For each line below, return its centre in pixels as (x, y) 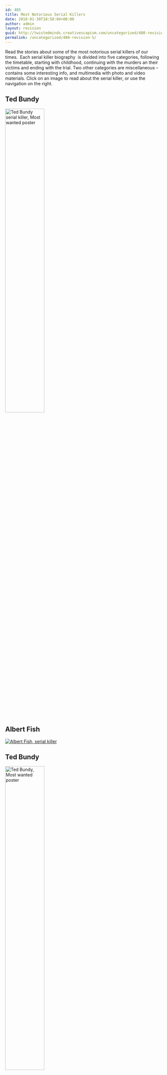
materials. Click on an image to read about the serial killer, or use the (75, 78)
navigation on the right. (29, 83)
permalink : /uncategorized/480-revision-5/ (51, 38)
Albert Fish (23, 729)
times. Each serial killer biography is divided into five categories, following (82, 57)
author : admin (20, 24)
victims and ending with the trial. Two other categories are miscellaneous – (82, 67)
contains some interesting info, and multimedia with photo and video (75, 73)
